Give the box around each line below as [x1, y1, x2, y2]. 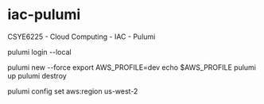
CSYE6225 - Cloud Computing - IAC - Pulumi [7, 32, 156, 41]
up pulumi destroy [7, 71, 67, 80]
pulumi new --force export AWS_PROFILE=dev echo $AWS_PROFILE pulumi [7, 62, 256, 72]
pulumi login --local [7, 47, 72, 56]
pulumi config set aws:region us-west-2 [7, 86, 138, 96]
